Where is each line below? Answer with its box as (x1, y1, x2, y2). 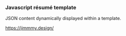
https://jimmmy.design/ (5, 25, 54, 31)
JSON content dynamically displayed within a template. (5, 15, 121, 21)
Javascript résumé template (5, 4, 77, 11)
